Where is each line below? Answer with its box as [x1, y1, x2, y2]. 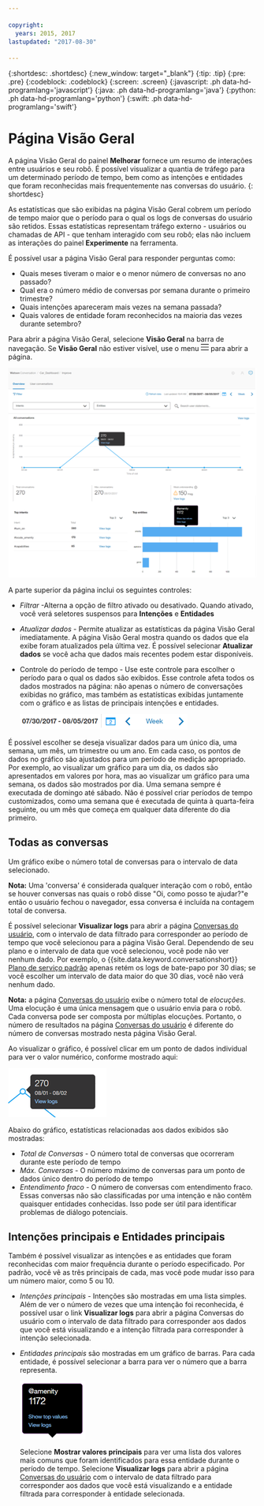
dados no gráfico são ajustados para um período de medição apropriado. [8, 754, 246, 764]
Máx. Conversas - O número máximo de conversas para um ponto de [19, 1165, 246, 1175]
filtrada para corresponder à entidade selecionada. [19, 1489, 185, 1499]
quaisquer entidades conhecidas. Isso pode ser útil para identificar [19, 1199, 237, 1209]
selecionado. [8, 865, 50, 875]
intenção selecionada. [19, 1333, 92, 1343]
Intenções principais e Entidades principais [8, 1231, 225, 1244]
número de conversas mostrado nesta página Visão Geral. [8, 1028, 197, 1037]
